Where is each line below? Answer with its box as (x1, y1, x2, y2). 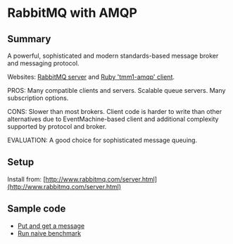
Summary (7, 33, 51, 45)
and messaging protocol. (7, 59, 80, 68)
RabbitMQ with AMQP (7, 5, 137, 21)
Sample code (7, 203, 66, 215)
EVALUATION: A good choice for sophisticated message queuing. (7, 136, 198, 144)
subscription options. (7, 94, 69, 102)
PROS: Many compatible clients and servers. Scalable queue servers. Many (7, 86, 226, 94)
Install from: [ (7, 174, 46, 184)
